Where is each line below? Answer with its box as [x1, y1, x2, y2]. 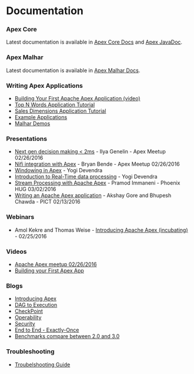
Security [14, 320, 35, 327]
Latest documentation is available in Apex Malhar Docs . [6, 67, 141, 74]
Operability [14, 314, 42, 321]
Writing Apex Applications [6, 81, 83, 90]
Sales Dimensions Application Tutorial [14, 107, 106, 114]
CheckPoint [14, 308, 43, 315]
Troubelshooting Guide [14, 361, 71, 368]
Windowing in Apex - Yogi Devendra [14, 167, 103, 174]
